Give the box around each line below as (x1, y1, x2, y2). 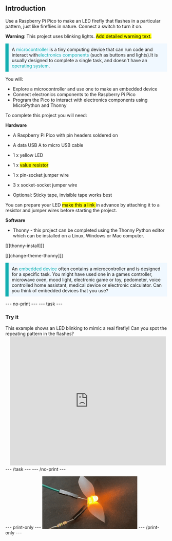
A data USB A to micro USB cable (12, 142, 84, 148)
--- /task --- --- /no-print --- (5, 466, 66, 472)
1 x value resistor (12, 162, 49, 168)
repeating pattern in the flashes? (5, 331, 74, 337)
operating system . (12, 63, 50, 69)
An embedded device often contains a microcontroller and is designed (12, 266, 161, 272)
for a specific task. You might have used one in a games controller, (12, 271, 153, 277)
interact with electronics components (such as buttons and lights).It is (12, 51, 158, 58)
